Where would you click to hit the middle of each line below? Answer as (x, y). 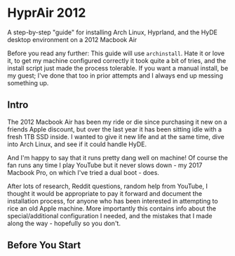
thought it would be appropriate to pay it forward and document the (105, 193)
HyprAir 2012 (47, 13)
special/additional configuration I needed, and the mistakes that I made (110, 215)
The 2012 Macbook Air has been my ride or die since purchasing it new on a (117, 122)
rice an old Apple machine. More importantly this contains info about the (112, 208)
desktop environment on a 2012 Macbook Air (72, 39)
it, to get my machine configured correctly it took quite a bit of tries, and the (117, 60)
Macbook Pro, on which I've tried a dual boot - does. (83, 172)
